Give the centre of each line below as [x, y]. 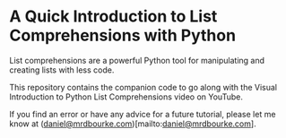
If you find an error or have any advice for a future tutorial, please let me [143, 114]
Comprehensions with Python [122, 35]
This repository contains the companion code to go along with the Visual [143, 87]
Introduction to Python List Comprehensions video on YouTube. [126, 97]
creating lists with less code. [62, 70]
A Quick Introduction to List [113, 17]
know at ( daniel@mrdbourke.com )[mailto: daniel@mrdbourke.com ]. [133, 124]
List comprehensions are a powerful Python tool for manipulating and [137, 60]
